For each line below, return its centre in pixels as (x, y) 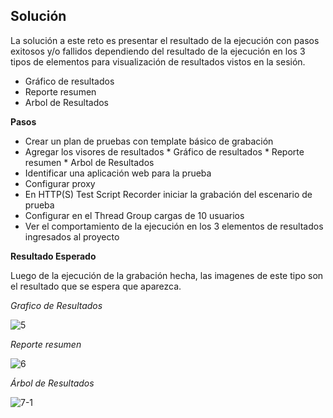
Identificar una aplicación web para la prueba (118, 173)
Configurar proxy (60, 183)
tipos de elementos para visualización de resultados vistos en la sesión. (158, 61)
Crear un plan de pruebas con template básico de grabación (149, 141)
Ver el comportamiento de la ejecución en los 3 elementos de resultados (174, 226)
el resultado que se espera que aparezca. (96, 286)
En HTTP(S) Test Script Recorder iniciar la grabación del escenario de (168, 194)
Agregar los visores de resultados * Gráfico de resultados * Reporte (164, 151)
